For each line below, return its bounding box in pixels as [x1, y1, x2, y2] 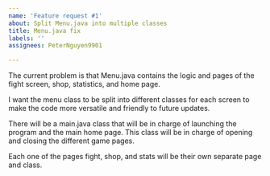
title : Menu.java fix [8, 27, 81, 35]
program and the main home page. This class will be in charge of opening [8, 128, 253, 137]
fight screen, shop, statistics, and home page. [8, 80, 161, 89]
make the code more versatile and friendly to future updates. [8, 104, 210, 113]
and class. [8, 160, 43, 170]
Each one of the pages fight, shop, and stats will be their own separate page [8, 152, 262, 162]
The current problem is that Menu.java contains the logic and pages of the [8, 71, 255, 80]
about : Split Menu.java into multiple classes [8, 19, 168, 27]
